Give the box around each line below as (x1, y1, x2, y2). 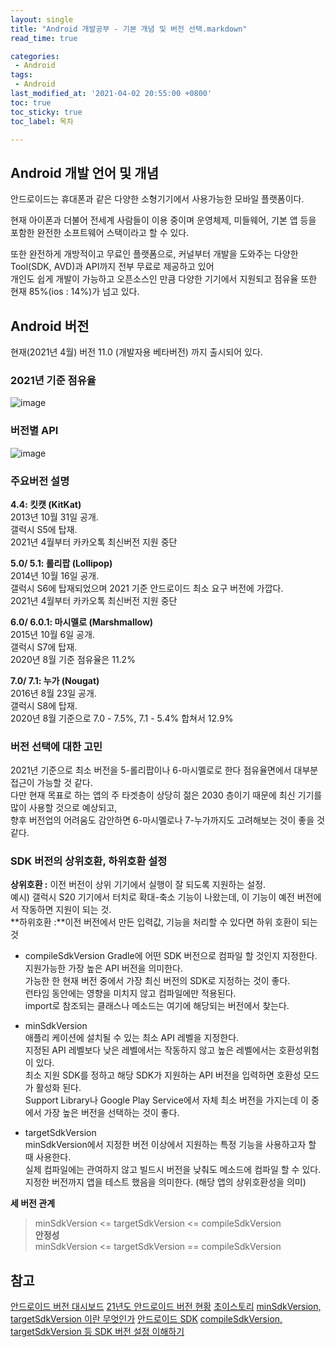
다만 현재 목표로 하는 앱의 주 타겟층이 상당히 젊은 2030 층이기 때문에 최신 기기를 (10, 789, 323, 801)
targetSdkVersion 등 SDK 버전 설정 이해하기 (10, 1326, 185, 1338)
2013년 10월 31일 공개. (10, 511, 99, 523)
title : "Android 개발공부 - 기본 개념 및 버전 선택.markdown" (10, 24, 248, 34)
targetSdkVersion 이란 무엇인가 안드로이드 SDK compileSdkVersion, (10, 1313, 283, 1325)
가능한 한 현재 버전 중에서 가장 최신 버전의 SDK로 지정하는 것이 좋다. (24, 975, 291, 987)
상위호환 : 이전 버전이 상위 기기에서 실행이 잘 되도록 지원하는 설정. (10, 879, 267, 891)
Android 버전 (10, 317, 90, 335)
